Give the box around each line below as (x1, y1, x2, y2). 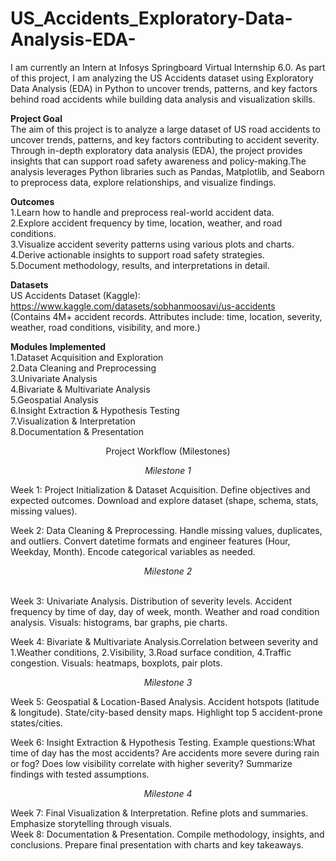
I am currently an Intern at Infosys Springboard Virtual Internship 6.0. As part (10, 61, 326, 73)
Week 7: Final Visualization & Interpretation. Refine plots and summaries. (10, 807, 309, 819)
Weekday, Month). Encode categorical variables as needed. (10, 545, 256, 557)
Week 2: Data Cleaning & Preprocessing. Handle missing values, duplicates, (10, 524, 323, 536)
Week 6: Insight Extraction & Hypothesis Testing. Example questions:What (10, 736, 316, 748)
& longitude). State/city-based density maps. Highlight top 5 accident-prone (10, 706, 323, 718)
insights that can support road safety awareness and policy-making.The (10, 155, 307, 167)
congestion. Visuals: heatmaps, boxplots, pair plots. (10, 657, 223, 669)
